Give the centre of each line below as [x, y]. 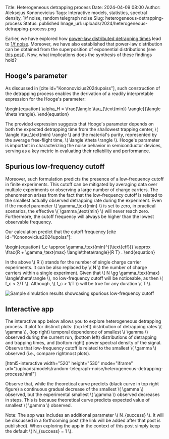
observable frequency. [29, 222]
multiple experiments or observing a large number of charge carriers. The [82, 190]
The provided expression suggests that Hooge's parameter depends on [79, 124]
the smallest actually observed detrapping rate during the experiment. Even [84, 200]
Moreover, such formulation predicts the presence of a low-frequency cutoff [84, 179]
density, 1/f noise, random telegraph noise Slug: [55, 18]
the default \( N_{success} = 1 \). [39, 431]
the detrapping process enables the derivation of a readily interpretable [79, 94]
